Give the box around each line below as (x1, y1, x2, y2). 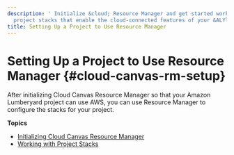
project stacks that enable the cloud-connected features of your (13, 17, 210, 24)
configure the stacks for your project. (7, 106, 115, 114)
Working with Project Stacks (17, 140, 99, 148)
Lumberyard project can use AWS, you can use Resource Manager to (7, 98, 206, 106)
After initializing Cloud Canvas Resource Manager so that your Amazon (7, 91, 211, 99)
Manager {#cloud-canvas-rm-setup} (7, 67, 226, 83)
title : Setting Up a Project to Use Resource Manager (7, 23, 167, 30)
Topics (7, 119, 28, 127)
